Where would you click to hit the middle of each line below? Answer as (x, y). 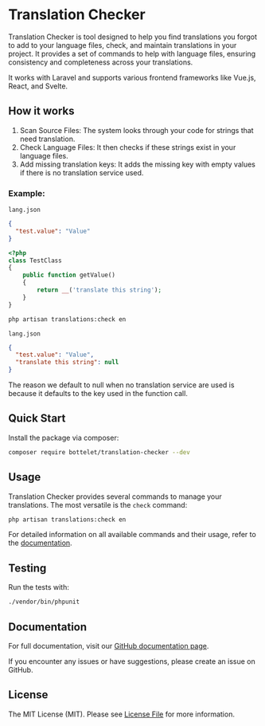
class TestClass (35, 261)
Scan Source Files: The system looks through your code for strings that (136, 130)
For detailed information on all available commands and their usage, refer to (132, 535)
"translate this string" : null (67, 363)
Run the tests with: (39, 587)
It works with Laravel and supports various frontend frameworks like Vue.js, (132, 77)
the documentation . (41, 543)
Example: (27, 193)
